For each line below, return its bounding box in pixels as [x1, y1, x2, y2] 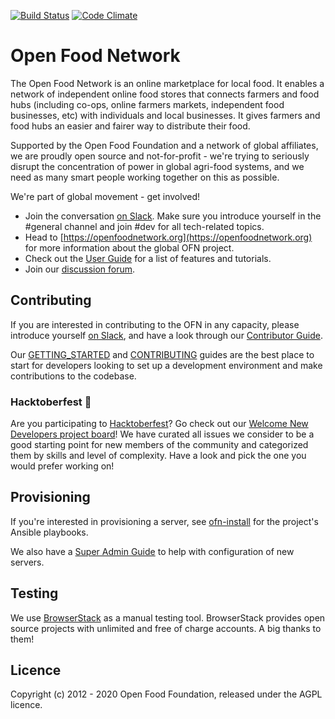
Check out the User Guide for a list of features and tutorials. [24, 252, 272, 264]
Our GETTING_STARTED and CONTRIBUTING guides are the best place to [10, 348, 315, 360]
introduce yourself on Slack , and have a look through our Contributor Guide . [10, 329, 323, 341]
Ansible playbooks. [10, 526, 89, 538]
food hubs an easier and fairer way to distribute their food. [10, 120, 251, 132]
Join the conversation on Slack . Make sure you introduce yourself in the [24, 210, 322, 222]
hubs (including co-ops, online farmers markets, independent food [10, 98, 285, 110]
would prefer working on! [10, 460, 115, 472]
